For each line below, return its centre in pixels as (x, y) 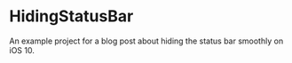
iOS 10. (22, 50)
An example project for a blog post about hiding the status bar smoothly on (146, 41)
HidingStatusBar (71, 16)
